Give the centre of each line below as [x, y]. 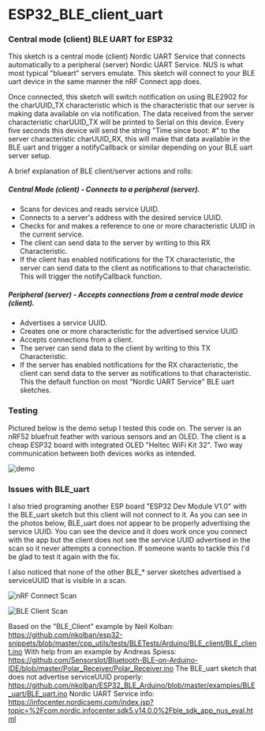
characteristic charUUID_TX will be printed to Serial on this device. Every [126, 122]
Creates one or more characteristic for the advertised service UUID [129, 331]
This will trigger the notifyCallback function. [91, 276]
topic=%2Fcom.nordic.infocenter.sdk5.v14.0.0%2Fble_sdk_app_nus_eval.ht [131, 710]
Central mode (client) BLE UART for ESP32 [91, 40]
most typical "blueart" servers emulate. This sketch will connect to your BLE [132, 74]
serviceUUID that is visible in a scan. [68, 581]
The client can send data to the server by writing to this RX [115, 243]
